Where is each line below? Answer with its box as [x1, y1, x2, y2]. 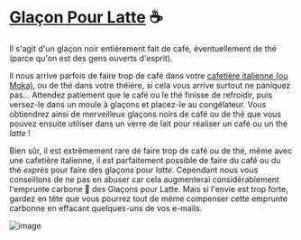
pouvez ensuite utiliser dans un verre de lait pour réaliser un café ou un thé [9, 118, 288, 129]
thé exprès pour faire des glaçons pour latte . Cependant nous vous [9, 164, 259, 175]
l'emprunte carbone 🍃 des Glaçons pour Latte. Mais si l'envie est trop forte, [9, 183, 288, 194]
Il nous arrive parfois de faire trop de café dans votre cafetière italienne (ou [9, 69, 288, 81]
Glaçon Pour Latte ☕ [9, 7, 164, 28]
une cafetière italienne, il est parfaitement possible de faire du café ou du [9, 154, 281, 165]
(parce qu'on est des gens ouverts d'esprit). [9, 52, 173, 63]
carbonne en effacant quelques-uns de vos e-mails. [9, 202, 203, 213]
